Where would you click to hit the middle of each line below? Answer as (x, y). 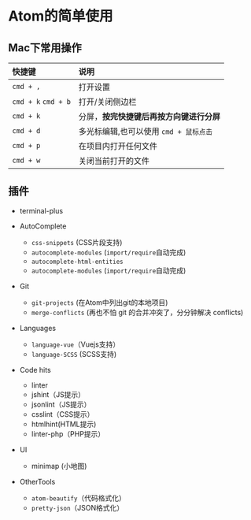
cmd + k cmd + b (41, 102)
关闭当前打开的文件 (114, 161)
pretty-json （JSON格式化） (78, 507)
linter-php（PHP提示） (68, 433)
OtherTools (37, 481)
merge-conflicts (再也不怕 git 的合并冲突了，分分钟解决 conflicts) (137, 312)
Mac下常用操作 (45, 48)
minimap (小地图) (59, 466)
